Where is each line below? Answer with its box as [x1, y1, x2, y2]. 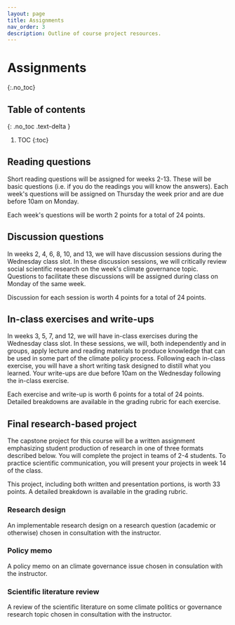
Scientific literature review [7, 586, 100, 596]
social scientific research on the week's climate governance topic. [7, 264, 199, 273]
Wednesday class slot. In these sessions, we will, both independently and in [7, 340, 227, 348]
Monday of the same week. [7, 279, 86, 288]
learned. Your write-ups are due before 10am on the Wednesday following [7, 369, 221, 377]
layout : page [7, 10, 46, 18]
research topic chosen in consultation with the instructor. [7, 610, 172, 619]
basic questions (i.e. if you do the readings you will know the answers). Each [7, 182, 229, 190]
